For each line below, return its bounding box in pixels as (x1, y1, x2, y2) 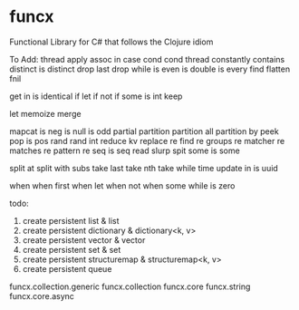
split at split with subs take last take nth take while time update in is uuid (9, 162, 278, 173)
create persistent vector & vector (22, 234, 146, 246)
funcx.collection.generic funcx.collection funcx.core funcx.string (9, 281, 251, 292)
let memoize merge (9, 108, 82, 119)
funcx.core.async (9, 290, 75, 301)
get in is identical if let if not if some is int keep (9, 91, 183, 102)
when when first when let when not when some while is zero (9, 179, 236, 191)
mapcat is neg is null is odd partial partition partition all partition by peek (9, 125, 279, 137)
